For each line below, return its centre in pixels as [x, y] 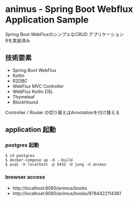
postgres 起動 [22, 145]
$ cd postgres [20, 156]
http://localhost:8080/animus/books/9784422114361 [67, 193]
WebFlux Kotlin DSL [33, 91]
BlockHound [25, 102]
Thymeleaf [24, 96]
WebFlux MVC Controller [38, 86]
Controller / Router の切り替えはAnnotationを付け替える [62, 112]
